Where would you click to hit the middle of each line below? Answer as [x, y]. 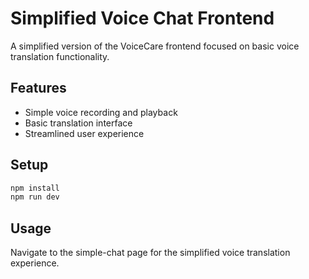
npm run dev [35, 197]
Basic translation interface [78, 123]
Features [38, 88]
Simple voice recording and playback [101, 112]
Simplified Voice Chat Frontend [142, 18]
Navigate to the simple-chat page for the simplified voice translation [150, 253]
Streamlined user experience [84, 133]
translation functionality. [60, 56]
